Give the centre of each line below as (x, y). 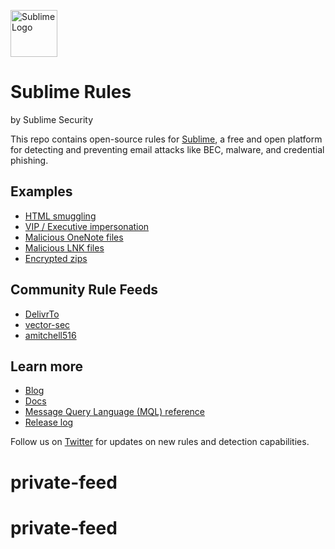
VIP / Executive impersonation (87, 226)
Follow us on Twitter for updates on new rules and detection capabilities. (160, 442)
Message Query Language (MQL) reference (115, 412)
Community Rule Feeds (84, 290)
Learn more (47, 366)
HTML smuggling (60, 216)
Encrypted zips (56, 258)
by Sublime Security (52, 119)
